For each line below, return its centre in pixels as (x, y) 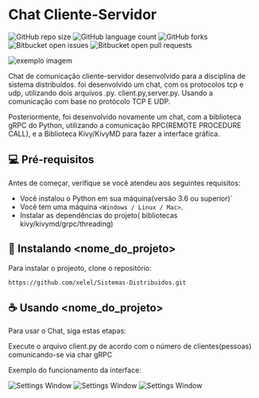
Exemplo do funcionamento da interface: (75, 370)
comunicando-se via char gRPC (60, 355)
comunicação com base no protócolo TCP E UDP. (89, 101)
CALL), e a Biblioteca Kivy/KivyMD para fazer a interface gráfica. (114, 134)
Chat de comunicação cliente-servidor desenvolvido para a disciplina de (127, 76)
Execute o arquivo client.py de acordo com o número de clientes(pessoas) (130, 346)
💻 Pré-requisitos (51, 160)
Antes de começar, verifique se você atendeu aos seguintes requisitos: (124, 183)
